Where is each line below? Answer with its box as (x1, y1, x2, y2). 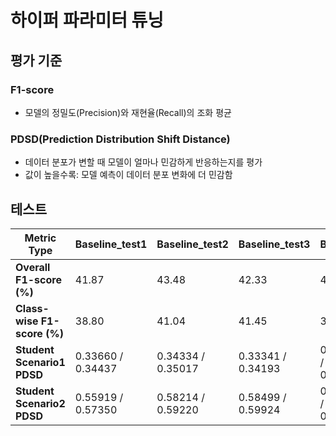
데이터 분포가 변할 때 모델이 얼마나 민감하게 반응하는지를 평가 (24, 156, 263, 168)
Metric (24, 231, 57, 245)
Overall (15, 260, 51, 274)
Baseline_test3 (238, 237, 311, 251)
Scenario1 (15, 355, 66, 369)
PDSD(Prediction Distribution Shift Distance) (10, 132, 231, 146)
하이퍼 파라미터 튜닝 (10, 9, 165, 32)
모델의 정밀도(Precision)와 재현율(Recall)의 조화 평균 (24, 106, 232, 118)
